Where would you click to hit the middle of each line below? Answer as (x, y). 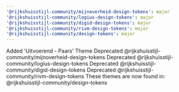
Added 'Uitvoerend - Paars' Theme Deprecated (65, 51)
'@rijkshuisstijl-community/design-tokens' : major (71, 34)
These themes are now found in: (125, 76)
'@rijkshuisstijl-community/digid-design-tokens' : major (79, 23)
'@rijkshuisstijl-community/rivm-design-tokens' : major (77, 28)
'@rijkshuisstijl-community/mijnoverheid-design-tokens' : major (88, 12)
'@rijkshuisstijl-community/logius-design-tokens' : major (80, 17)
